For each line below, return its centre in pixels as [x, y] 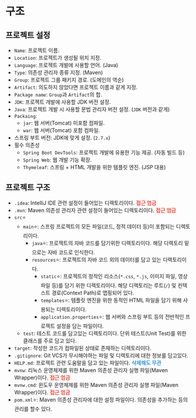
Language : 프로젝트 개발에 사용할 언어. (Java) [66, 65]
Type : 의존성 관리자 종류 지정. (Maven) [58, 73]
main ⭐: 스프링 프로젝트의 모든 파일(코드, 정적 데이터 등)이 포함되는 [99, 226]
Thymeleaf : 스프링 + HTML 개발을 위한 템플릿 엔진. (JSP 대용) [94, 167]
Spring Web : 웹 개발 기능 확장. [57, 160]
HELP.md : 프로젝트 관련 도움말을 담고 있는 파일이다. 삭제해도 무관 [88, 363]
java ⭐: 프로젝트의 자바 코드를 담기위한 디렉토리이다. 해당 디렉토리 [107, 243]
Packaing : [26, 116]
